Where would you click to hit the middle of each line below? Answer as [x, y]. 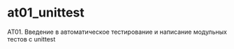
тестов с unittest [31, 39]
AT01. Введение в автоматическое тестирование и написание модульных [117, 32]
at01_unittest [46, 13]
